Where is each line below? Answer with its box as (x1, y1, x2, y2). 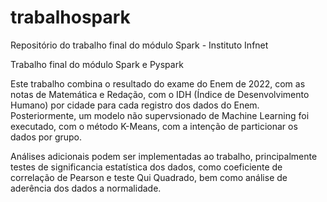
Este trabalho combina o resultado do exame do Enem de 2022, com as (10, 77, 306, 90)
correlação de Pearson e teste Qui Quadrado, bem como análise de (10, 171, 288, 183)
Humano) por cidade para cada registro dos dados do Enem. (10, 99, 260, 111)
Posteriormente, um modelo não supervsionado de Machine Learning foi (10, 109, 310, 121)
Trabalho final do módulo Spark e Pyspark (10, 58, 184, 70)
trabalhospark (10, 6, 131, 29)
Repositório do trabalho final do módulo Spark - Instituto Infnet (10, 39, 269, 51)
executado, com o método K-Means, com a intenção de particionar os (10, 120, 298, 132)
